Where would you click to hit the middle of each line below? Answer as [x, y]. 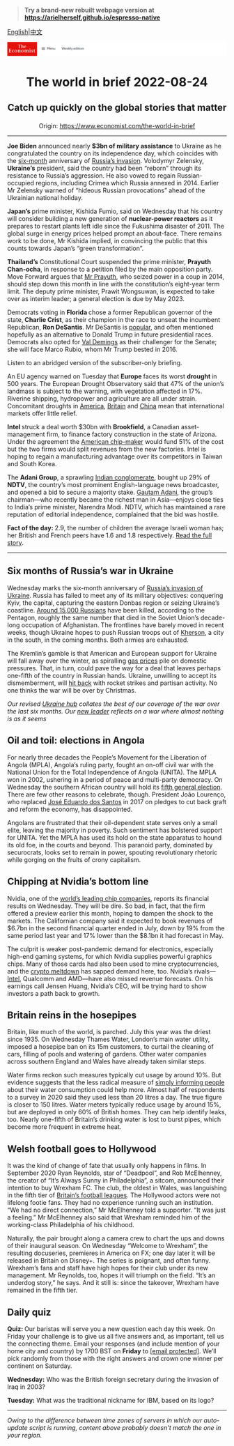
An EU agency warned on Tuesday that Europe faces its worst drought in [112, 376]
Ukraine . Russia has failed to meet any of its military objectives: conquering [115, 595]
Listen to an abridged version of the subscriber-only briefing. [95, 363]
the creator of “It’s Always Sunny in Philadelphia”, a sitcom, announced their [116, 1180]
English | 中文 [25, 32]
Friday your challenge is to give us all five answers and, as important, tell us [116, 1336]
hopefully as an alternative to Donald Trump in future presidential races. [110, 334]
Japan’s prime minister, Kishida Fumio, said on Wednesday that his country [115, 211]
